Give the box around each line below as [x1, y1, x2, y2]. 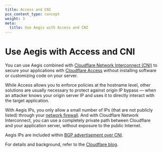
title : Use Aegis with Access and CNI [9, 25, 89, 30]
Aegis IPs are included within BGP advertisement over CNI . [5, 132, 123, 138]
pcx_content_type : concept [5, 12, 60, 17]
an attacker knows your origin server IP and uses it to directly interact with [5, 93, 155, 98]
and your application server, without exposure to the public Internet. [5, 123, 142, 129]
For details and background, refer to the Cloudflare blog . [5, 142, 119, 148]
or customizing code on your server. [5, 73, 78, 78]
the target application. [5, 98, 50, 104]
